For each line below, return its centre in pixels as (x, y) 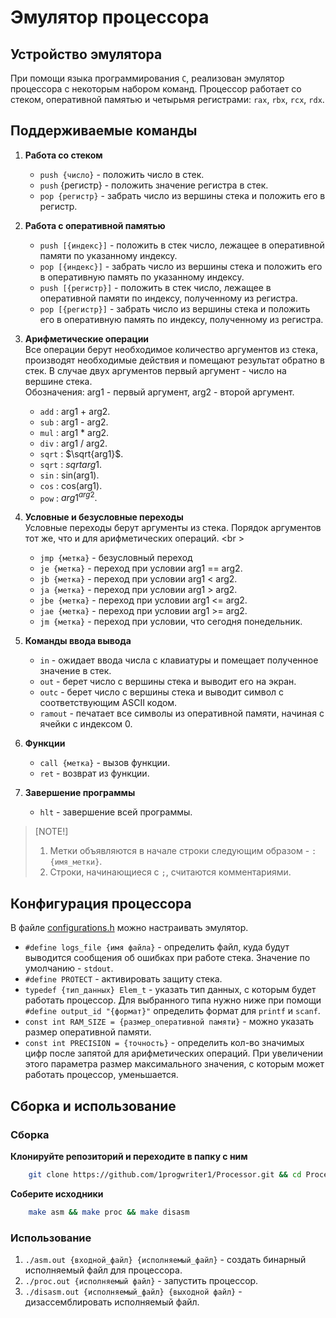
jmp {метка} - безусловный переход (116, 558)
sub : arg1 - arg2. (74, 422)
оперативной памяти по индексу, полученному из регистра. (168, 298)
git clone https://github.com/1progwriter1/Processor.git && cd (165, 1174)
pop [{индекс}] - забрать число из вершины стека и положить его (181, 266)
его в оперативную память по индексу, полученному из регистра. (181, 319)
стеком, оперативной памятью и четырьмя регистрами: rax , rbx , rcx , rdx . (167, 99)
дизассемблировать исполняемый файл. (112, 1302)
